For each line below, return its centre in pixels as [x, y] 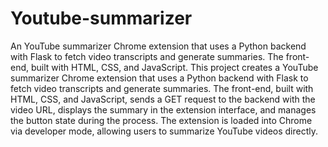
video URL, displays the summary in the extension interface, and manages [163, 109]
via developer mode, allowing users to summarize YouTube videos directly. [164, 131]
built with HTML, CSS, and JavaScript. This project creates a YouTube [174, 67]
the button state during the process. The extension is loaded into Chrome [161, 120]
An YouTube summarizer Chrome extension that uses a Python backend [158, 46]
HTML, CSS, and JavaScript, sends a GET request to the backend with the [163, 99]
